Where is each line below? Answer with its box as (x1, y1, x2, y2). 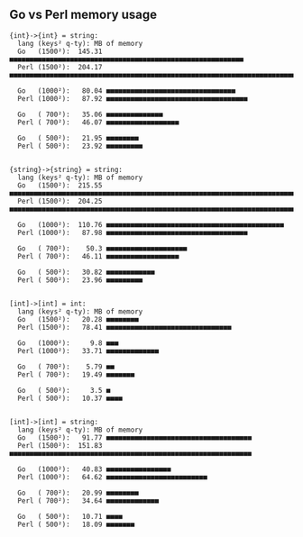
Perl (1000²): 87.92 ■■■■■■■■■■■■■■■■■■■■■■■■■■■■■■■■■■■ (17, 94, 248, 103)
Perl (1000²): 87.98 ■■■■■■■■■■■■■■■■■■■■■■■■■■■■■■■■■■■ (17, 228, 248, 237)
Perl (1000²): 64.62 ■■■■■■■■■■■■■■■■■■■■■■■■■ (17, 472, 207, 481)
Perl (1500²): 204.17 (17, 62, 103, 71)
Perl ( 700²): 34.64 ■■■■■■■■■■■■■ (17, 496, 160, 505)
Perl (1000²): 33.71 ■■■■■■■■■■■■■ (17, 346, 160, 355)
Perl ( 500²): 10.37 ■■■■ (17, 394, 124, 403)
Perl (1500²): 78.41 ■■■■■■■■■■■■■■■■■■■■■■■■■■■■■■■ (17, 323, 232, 332)
